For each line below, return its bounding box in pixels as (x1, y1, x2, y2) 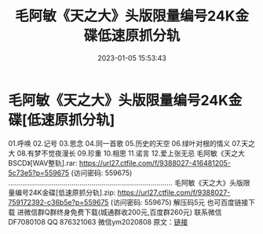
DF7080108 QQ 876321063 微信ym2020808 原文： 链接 (8, 217, 188, 226)
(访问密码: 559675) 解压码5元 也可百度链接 (110, 197, 249, 207)
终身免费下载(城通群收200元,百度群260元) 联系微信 (56, 207, 222, 217)
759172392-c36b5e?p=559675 (8, 197, 109, 207)
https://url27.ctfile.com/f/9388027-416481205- (79, 158, 232, 167)
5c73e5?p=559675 (8, 168, 70, 177)
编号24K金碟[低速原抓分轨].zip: (14, 188, 116, 197)
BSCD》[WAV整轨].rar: (8, 158, 78, 167)
